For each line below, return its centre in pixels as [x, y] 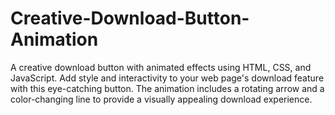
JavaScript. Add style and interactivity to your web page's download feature [167, 78]
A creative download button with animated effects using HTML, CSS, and [161, 67]
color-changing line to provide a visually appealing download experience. [161, 99]
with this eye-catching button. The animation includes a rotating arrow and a [167, 88]
